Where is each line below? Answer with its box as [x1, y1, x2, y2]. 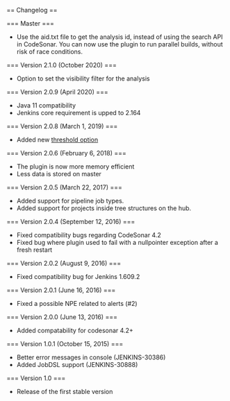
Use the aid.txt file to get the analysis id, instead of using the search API [16, 33, 223, 41]
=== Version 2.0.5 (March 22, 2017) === [6, 183, 122, 191]
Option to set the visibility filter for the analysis [16, 74, 150, 83]
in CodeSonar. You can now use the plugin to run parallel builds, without [16, 40, 223, 48]
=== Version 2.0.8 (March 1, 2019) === [6, 122, 118, 130]
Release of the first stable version [16, 388, 113, 395]
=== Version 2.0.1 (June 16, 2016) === [6, 286, 116, 294]
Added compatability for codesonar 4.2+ [16, 326, 133, 334]
